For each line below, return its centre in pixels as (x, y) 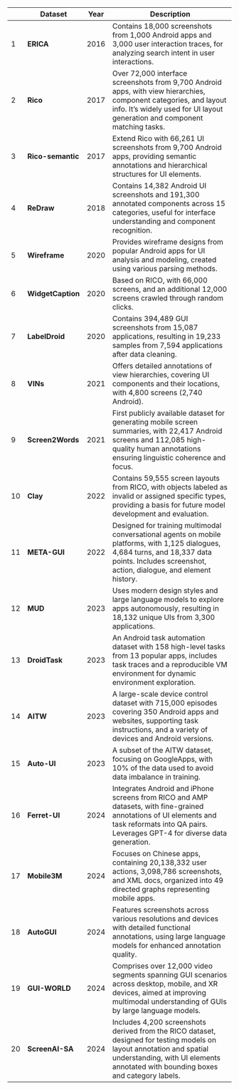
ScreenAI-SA (51, 1049)
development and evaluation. (160, 514)
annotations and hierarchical (160, 165)
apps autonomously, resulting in (165, 608)
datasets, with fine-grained (158, 806)
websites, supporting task (155, 721)
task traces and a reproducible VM (170, 664)
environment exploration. (154, 682)
